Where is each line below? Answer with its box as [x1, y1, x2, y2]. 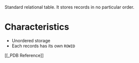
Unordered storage [11, 37, 51, 43]
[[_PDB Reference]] [4, 52, 44, 58]
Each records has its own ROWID [11, 43, 76, 49]
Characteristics [4, 22, 69, 32]
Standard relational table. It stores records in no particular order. [4, 4, 135, 10]
